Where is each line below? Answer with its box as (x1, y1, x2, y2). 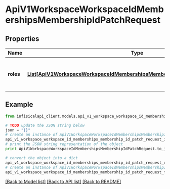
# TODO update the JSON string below (5, 123, 85, 128)
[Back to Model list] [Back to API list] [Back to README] (5, 178, 121, 185)
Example (5, 100, 33, 109)
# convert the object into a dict (5, 155, 78, 160)
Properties (5, 34, 39, 43)
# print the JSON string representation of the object (5, 141, 123, 147)
